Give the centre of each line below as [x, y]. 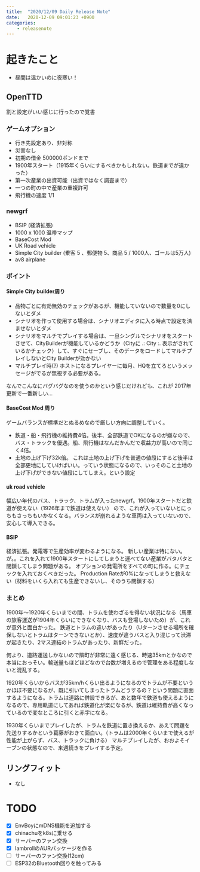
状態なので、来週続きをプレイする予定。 [76, 748]
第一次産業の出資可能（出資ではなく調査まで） [72, 181]
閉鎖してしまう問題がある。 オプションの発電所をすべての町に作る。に [93, 566]
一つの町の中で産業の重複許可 [51, 188]
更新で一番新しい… [30, 393]
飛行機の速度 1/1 [35, 196]
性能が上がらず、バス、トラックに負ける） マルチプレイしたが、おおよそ [96, 740]
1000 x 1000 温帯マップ [44, 232]
